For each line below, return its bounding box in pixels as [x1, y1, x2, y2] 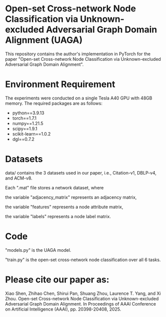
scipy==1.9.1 [12, 126, 38, 132]
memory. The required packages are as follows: [5, 100, 103, 106]
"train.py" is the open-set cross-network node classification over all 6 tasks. [5, 257, 161, 263]
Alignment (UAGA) [5, 35, 83, 46]
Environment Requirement [5, 79, 115, 90]
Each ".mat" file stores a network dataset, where [5, 184, 104, 190]
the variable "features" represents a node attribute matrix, [5, 204, 123, 210]
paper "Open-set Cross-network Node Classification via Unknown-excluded [5, 56, 161, 62]
